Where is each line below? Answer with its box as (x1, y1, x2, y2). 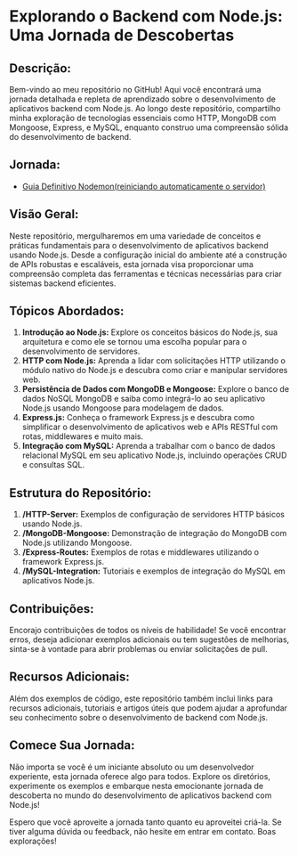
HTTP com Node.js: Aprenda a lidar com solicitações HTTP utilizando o (21, 355, 286, 366)
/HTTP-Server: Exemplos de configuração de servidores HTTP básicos (21, 509, 285, 520)
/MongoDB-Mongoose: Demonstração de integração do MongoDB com (21, 528, 287, 539)
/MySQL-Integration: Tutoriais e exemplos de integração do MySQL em (21, 566, 286, 576)
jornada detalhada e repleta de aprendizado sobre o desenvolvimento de (9, 94, 276, 104)
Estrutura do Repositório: (9, 485, 152, 501)
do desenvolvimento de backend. (9, 132, 132, 142)
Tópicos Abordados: (9, 304, 125, 319)
